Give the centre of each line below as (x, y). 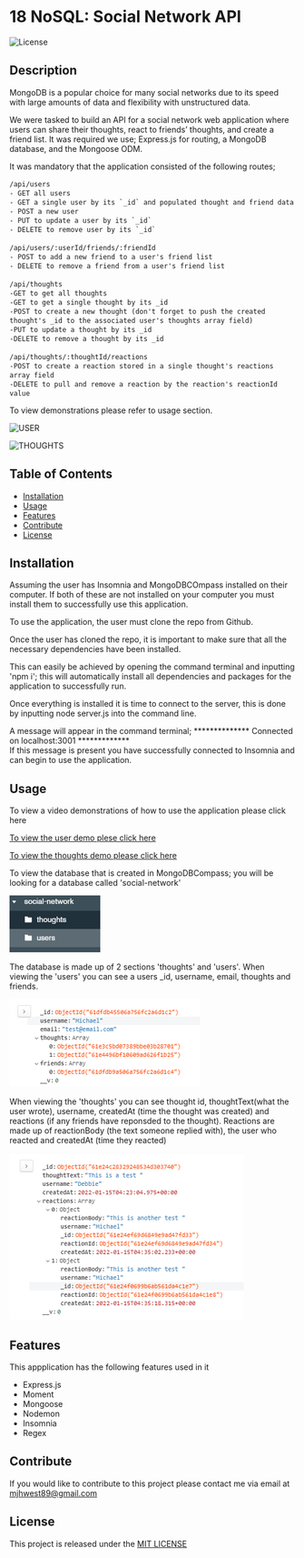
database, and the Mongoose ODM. (76, 148)
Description (43, 70)
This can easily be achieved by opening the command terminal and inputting (152, 667)
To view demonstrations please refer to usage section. (111, 410)
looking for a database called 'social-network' (95, 883)
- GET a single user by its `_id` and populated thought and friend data (152, 202)
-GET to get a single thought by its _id (89, 302)
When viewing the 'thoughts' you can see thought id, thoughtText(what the (149, 1101)
